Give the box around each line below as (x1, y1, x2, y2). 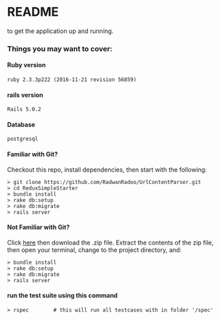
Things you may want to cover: (7, 44, 113, 54)
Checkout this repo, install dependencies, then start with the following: (7, 165, 208, 174)
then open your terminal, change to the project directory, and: (7, 245, 182, 254)
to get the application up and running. (7, 27, 114, 35)
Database (7, 120, 36, 128)
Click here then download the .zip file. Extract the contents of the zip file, (7, 238, 214, 247)
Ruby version (7, 61, 46, 69)
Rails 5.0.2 (7, 106, 41, 113)
